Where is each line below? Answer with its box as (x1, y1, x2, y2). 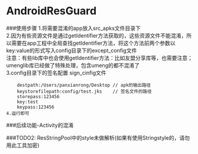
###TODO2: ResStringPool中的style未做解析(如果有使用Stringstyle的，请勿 (6, 134, 190, 141)
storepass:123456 (17, 93, 60, 99)
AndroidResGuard (6, 4, 97, 18)
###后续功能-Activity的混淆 (6, 121, 74, 128)
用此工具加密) (6, 142, 40, 149)
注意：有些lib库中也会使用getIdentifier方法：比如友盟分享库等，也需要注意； (6, 54, 193, 61)
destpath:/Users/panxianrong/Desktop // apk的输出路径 (17, 82, 151, 88)
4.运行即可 (6, 110, 30, 117)
